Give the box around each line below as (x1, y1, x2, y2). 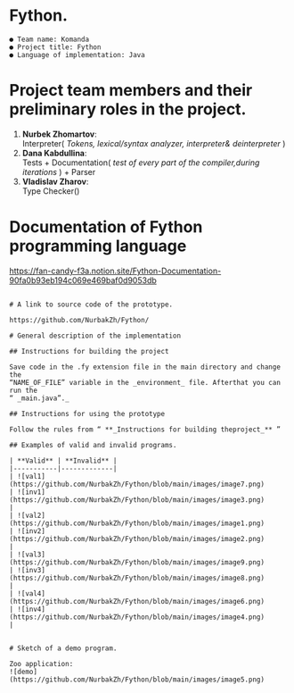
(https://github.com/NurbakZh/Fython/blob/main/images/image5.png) (9, 675, 265, 684)
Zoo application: (9, 659, 74, 668)
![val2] (17, 511, 46, 520)
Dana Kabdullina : (21, 147, 87, 158)
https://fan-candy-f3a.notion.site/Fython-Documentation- (9, 265, 222, 276)
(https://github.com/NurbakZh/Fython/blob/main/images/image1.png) (9, 519, 265, 528)
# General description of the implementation (9, 331, 181, 340)
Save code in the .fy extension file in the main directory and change (9, 363, 281, 372)
